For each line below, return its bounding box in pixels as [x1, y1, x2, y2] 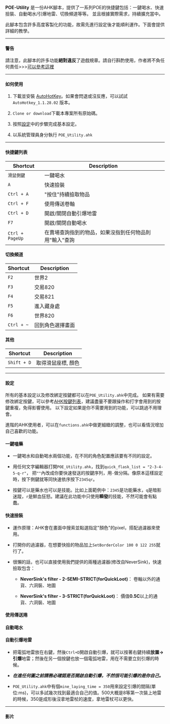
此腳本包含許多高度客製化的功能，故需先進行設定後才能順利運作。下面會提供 [5, 22, 165, 27]
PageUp [8, 235, 24, 241]
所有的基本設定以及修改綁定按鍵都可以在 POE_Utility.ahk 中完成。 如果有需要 [5, 392, 165, 398]
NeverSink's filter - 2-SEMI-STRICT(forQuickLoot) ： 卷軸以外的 [20, 576, 156, 582]
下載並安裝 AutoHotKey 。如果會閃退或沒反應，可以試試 [12, 93, 128, 99]
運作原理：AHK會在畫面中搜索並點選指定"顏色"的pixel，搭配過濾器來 [12, 524, 156, 530]
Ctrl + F [8, 201, 29, 206]
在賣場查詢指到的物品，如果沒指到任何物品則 [44, 228, 151, 236]
